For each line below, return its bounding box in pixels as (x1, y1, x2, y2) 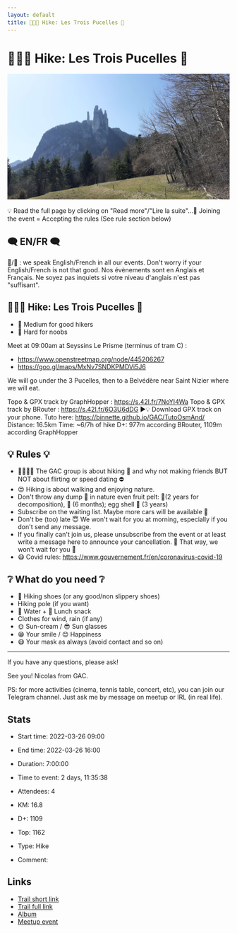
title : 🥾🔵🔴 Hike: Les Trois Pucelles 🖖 (7, 18, 125, 26)
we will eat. (7, 383, 40, 392)
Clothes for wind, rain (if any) (17, 615, 103, 623)
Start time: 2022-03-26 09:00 (17, 732, 105, 741)
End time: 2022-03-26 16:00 (17, 746, 101, 754)
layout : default (7, 11, 55, 18)
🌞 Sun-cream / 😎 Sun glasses (17, 622, 108, 631)
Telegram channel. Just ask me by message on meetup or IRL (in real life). (7, 693, 223, 702)
